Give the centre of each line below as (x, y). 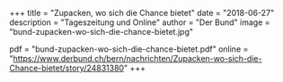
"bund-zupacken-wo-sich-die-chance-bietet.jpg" (101, 32)
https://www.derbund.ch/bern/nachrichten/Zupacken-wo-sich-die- (137, 58)
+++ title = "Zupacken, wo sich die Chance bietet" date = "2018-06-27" (142, 13)
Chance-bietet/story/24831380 (66, 68)
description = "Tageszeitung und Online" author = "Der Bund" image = (140, 22)
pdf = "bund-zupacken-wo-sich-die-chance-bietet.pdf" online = (129, 49)
